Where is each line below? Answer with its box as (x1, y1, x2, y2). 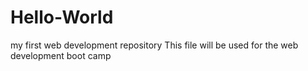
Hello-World (10, 6, 114, 29)
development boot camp (10, 49, 112, 61)
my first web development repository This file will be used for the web (10, 39, 299, 51)
